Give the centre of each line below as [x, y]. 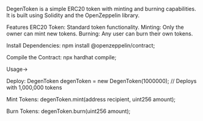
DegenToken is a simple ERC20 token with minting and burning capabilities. [102, 9]
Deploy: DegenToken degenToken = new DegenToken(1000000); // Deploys [102, 81]
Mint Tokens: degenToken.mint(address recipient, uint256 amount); [91, 99]
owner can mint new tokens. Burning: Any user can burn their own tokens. [100, 34]
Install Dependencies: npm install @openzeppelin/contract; [81, 46]
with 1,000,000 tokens [34, 87]
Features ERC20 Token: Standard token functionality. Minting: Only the [95, 27]
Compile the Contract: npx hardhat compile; [61, 57]
